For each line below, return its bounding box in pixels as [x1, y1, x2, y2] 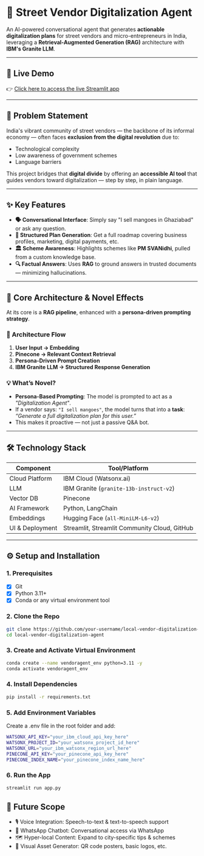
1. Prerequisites [6, 569, 53, 578]
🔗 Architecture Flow [6, 330, 66, 339]
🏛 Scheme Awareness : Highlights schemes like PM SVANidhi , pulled [15, 245, 191, 252]
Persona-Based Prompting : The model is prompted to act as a [15, 392, 172, 400]
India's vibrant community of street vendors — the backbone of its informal [6, 127, 194, 134]
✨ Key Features [6, 199, 66, 210]
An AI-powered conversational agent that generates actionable [6, 26, 165, 33]
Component [16, 464, 51, 472]
